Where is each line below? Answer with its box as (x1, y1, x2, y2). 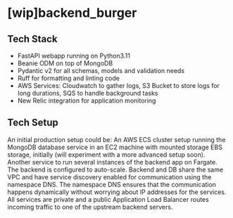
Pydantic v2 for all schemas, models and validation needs (17, 67, 185, 75)
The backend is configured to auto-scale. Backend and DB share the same (7, 165, 224, 174)
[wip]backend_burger (7, 5, 137, 21)
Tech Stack (7, 33, 58, 45)
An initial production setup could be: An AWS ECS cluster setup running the (7, 135, 226, 143)
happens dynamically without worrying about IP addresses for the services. (7, 188, 227, 196)
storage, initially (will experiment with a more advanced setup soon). (7, 150, 206, 159)
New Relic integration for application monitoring (17, 96, 156, 105)
